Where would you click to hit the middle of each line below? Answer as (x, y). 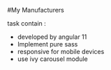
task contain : (27, 23)
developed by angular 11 (52, 37)
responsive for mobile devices (61, 52)
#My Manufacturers (36, 10)
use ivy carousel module (53, 59)
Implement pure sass (47, 44)
